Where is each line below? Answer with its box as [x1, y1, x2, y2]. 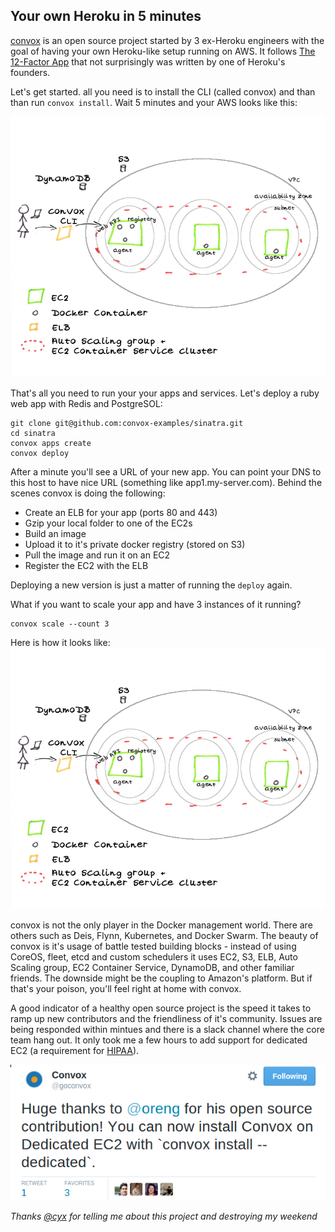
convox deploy [10, 449, 70, 459]
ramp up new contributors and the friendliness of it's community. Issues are [10, 1012, 323, 1024]
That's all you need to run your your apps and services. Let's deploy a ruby [10, 387, 320, 399]
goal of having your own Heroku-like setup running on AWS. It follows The [10, 45, 316, 57]
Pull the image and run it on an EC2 [24, 549, 171, 561]
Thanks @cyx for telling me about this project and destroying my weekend [10, 1210, 318, 1223]
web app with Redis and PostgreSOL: [10, 398, 163, 410]
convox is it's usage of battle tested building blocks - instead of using [10, 940, 297, 952]
